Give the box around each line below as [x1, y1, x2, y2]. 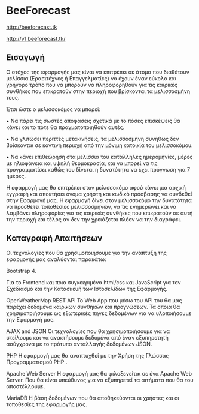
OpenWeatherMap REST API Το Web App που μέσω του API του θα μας [6, 296, 182, 304]
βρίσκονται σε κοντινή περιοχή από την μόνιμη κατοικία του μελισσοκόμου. [6, 142, 193, 149]
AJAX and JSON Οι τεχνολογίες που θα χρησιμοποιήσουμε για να [6, 328, 170, 335]
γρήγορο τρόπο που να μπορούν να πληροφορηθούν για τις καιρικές [6, 81, 178, 88]
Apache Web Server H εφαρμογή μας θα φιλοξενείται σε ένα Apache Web [6, 370, 192, 377]
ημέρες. [6, 172, 26, 179]
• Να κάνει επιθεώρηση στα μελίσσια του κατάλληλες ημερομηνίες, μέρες [6, 153, 193, 160]
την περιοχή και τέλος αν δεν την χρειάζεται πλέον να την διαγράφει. [6, 215, 182, 223]
